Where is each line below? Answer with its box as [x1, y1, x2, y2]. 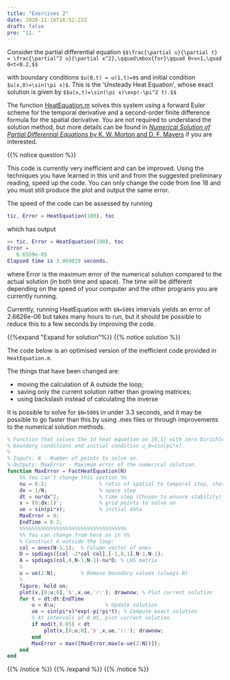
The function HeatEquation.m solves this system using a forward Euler [7, 101, 205, 110]
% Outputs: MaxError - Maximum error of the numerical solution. [7, 461, 197, 469]
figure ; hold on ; [19, 583, 69, 589]
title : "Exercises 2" [7, 10, 69, 17]
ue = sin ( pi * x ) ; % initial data [19, 506, 142, 513]
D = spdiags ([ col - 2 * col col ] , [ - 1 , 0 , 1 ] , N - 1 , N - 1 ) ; [19, 550, 164, 558]
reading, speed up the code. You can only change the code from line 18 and [7, 179, 221, 187]
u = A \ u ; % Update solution [31, 602, 157, 609]
